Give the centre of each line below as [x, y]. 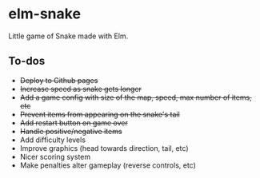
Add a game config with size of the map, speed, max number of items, [136, 97]
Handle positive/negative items [71, 131]
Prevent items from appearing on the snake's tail [100, 114]
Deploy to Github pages [59, 80]
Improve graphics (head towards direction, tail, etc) [104, 148]
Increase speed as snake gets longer [81, 89]
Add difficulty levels [53, 140]
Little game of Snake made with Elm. [68, 36]
